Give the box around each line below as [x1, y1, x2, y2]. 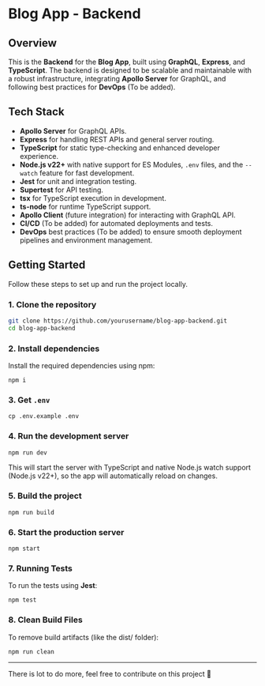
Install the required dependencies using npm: [8, 360, 155, 370]
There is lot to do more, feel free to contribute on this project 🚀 [8, 669, 211, 678]
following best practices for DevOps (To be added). [8, 82, 176, 92]
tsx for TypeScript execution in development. [19, 193, 167, 202]
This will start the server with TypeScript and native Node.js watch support [8, 462, 251, 472]
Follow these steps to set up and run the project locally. [8, 279, 188, 288]
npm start [8, 545, 41, 553]
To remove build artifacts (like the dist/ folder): [8, 632, 159, 642]
